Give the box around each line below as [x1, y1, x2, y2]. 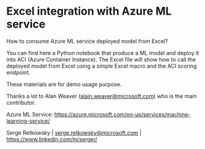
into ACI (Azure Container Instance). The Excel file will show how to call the [6, 56, 196, 63]
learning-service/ [6, 117, 50, 125]
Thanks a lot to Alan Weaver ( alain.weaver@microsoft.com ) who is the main [6, 92, 197, 100]
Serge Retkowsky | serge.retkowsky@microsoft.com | [6, 129, 142, 136]
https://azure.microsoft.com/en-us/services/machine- [54, 111, 191, 118]
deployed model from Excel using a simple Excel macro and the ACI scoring [6, 62, 197, 70]
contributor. [6, 99, 36, 106]
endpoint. [6, 68, 31, 76]
